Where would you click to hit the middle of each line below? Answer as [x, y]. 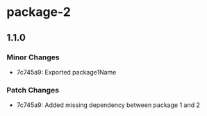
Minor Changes [33, 57]
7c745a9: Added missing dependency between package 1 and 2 [108, 105]
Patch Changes [33, 90]
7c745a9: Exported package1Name [66, 72]
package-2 [39, 12]
